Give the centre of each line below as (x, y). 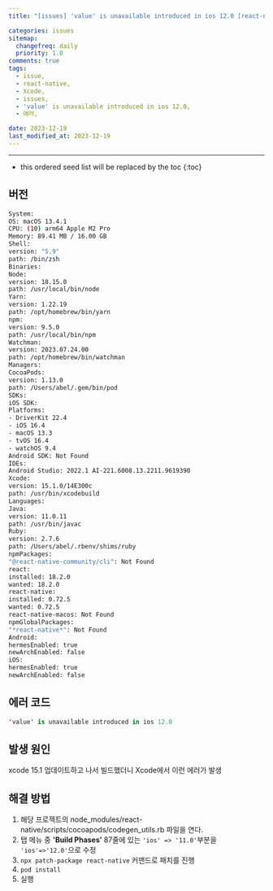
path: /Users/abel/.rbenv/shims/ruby (72, 547)
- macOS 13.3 (30, 433)
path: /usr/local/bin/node (54, 290)
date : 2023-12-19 (38, 129)
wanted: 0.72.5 (34, 607)
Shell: (19, 244)
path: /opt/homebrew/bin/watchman (67, 358)
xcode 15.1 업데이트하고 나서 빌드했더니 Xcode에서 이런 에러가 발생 (115, 771)
